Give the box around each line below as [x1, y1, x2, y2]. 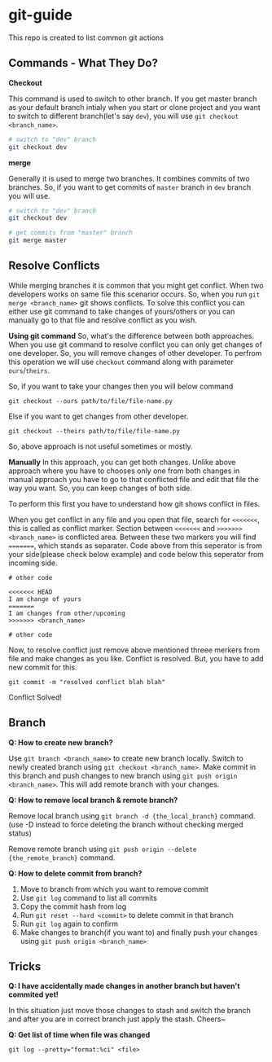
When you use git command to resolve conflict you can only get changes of [8, 340, 263, 349]
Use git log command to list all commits [20, 893, 157, 902]
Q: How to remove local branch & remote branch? [8, 795, 178, 805]
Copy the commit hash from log [20, 902, 127, 911]
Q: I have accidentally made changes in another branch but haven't [8, 981, 240, 991]
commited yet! [8, 990, 59, 999]
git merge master [8, 236, 68, 245]
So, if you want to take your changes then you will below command [8, 381, 234, 391]
